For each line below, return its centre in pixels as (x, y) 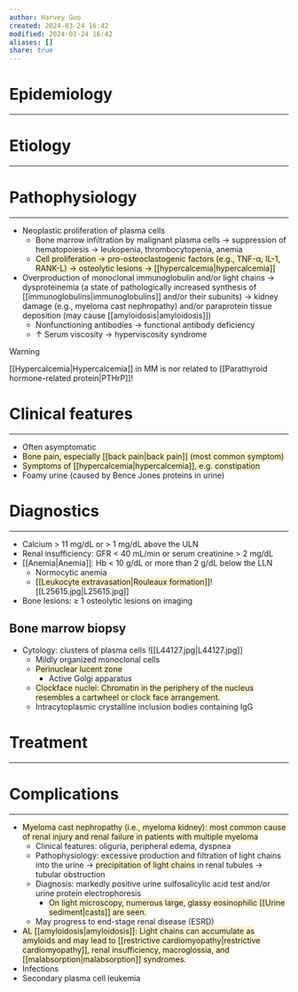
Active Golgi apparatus (90, 678)
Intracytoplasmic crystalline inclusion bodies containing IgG (144, 706)
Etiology (40, 146)
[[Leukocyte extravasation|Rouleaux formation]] (123, 582)
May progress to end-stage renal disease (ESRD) (125, 921)
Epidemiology (61, 95)
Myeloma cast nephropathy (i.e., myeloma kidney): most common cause (154, 827)
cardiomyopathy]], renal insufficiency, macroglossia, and (126, 949)
